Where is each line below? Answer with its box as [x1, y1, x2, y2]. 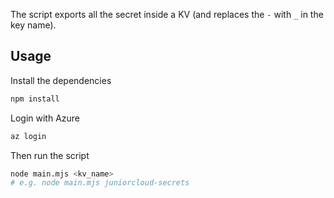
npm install [10, 94, 60, 104]
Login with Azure [10, 112, 81, 124]
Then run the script [10, 149, 90, 161]
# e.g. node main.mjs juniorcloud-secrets [10, 178, 190, 188]
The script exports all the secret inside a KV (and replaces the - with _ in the [10, 9, 324, 20]
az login [10, 131, 47, 141]
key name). [10, 19, 57, 31]
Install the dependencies [10, 74, 112, 86]
